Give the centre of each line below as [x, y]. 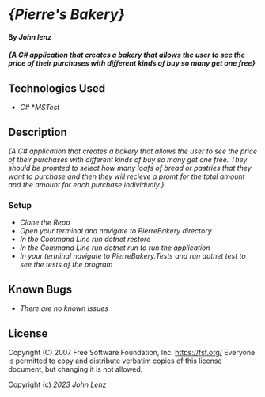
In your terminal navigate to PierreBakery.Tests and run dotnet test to [133, 256]
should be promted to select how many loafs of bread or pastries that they [130, 168]
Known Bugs [40, 289]
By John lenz [30, 36]
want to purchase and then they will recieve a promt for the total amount [127, 176]
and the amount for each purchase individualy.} [86, 185]
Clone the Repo [45, 222]
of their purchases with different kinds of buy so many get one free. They [128, 159]
